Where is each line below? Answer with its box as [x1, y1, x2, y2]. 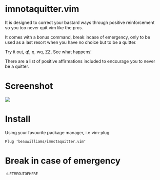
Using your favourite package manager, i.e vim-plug [5, 129, 110, 135]
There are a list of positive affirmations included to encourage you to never [5, 58, 156, 64]
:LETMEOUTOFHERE [5, 171, 38, 176]
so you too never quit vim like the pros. [5, 24, 83, 30]
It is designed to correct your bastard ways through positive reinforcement [5, 20, 155, 25]
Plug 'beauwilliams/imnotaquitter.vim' [5, 139, 86, 144]
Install [5, 114, 31, 125]
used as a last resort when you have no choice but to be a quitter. [5, 39, 137, 45]
